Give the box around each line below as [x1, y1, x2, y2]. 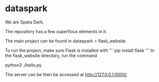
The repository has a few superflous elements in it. [5, 28, 107, 34]
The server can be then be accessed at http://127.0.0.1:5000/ [5, 71, 127, 77]
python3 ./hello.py [5, 62, 42, 68]
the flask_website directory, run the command [5, 52, 98, 59]
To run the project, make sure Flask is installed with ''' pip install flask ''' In [5, 47, 155, 53]
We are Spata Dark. [5, 19, 44, 25]
